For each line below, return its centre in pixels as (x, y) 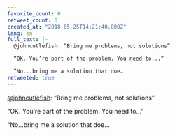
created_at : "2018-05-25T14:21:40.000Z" (67, 27)
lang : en (20, 33)
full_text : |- (28, 40)
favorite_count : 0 (34, 14)
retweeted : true (31, 77)
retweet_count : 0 (33, 20)
